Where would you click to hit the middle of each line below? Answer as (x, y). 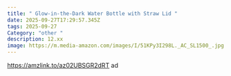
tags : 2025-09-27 (32, 26)
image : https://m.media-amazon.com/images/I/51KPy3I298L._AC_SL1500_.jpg (116, 46)
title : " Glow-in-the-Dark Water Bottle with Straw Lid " (92, 13)
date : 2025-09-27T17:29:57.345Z (54, 20)
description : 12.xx (35, 39)
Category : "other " (35, 33)
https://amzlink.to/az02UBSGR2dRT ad (63, 65)
